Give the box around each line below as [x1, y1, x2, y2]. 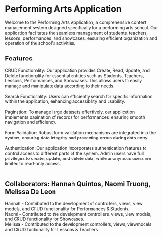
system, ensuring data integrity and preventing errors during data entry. [5, 135, 149, 140]
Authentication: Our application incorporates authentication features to [5, 145, 147, 151]
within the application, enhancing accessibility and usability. [5, 99, 126, 104]
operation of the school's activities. [5, 40, 76, 46]
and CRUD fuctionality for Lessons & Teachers [5, 226, 98, 232]
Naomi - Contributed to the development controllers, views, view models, [5, 211, 152, 217]
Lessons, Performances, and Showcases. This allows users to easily [5, 78, 142, 83]
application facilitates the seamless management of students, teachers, [5, 30, 148, 36]
